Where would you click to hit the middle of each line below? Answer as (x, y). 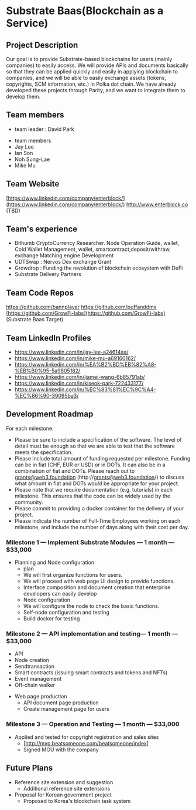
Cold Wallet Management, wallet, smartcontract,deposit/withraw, (93, 249)
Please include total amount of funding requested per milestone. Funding (102, 458)
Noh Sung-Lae (32, 159)
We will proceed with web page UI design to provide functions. (99, 581)
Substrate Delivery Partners (48, 274)
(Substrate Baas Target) (35, 320)
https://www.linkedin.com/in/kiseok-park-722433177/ (79, 384)
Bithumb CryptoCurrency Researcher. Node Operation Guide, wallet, (97, 243)
